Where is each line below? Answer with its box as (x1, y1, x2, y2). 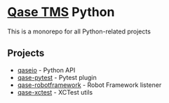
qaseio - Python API (17, 65, 76, 74)
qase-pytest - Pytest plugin (17, 73, 97, 81)
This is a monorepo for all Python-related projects (7, 27, 151, 35)
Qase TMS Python (7, 4, 115, 20)
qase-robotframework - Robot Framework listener (17, 81, 162, 89)
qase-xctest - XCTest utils (17, 88, 93, 96)
